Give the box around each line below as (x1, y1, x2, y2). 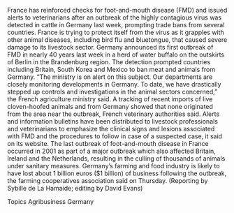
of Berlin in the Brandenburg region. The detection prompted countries (7, 58, 211, 66)
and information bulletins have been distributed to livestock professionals (7, 117, 219, 125)
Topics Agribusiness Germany (7, 198, 94, 205)
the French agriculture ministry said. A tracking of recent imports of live (7, 95, 213, 103)
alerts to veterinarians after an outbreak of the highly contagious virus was (7, 13, 222, 22)
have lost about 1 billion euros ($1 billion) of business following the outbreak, (7, 169, 227, 177)
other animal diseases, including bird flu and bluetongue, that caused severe (7, 36, 228, 44)
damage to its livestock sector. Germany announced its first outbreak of (7, 43, 214, 51)
